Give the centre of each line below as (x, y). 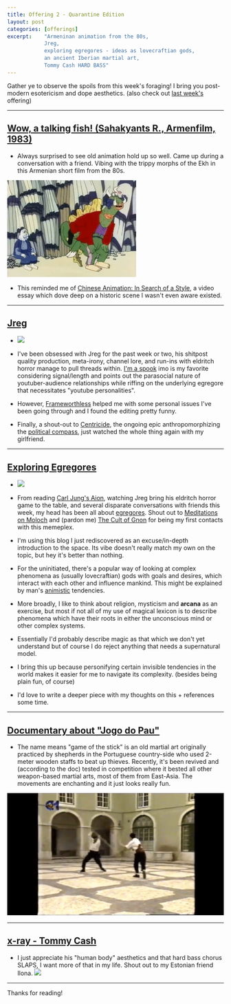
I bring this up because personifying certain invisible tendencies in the (117, 667)
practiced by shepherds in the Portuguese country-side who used (110, 754)
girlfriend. (31, 439)
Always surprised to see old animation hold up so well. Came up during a (120, 156)
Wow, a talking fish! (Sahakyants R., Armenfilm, (111, 128)
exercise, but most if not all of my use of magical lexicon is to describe (117, 611)
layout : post (26, 22)
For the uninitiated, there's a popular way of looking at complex (107, 568)
